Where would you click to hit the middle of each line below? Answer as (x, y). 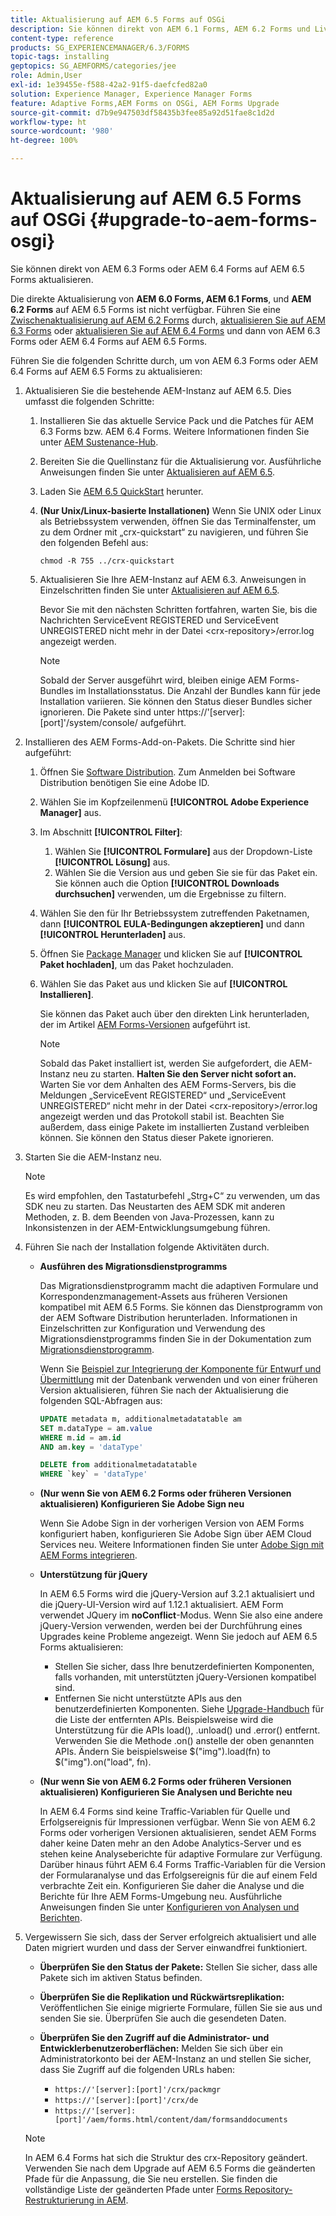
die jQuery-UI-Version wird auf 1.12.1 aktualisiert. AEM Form (161, 1605)
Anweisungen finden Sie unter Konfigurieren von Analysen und (169, 1907)
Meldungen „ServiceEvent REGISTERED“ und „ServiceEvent (162, 1095)
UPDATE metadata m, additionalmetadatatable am (140, 1419)
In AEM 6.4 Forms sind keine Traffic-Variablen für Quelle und (165, 1812)
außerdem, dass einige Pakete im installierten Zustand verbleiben (174, 1127)
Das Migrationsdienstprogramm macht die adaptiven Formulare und (179, 1285)
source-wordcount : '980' (62, 131)
